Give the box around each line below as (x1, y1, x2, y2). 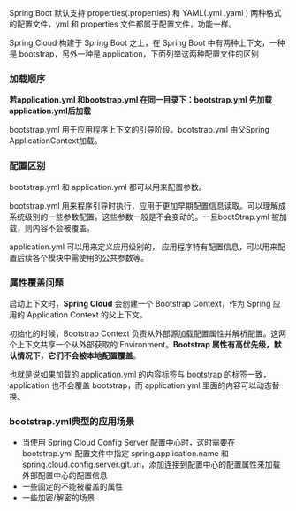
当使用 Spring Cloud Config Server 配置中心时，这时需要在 (21, 437, 236, 448)
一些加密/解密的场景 (21, 492, 95, 503)
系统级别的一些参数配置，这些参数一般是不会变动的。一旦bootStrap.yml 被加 (9, 211, 287, 222)
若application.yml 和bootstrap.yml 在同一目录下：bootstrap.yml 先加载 (9, 95, 272, 105)
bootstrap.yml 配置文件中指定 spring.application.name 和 (21, 448, 230, 459)
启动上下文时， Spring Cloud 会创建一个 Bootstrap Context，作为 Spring (9, 298, 271, 309)
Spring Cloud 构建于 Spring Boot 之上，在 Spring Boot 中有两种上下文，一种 (9, 38, 285, 48)
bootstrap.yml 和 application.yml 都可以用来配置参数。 (9, 181, 207, 192)
